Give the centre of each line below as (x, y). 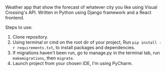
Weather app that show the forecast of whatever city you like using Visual (81, 7)
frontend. (15, 18)
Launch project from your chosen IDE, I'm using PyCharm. (72, 63)
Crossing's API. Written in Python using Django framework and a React (78, 12)
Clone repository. (30, 37)
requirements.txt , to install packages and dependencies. (76, 47)
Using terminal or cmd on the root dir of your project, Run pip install (85, 42)
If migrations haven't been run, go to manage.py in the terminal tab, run (86, 53)
